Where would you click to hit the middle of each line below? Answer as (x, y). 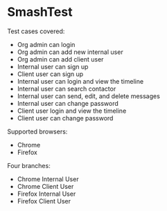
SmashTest (40, 12)
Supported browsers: (37, 131)
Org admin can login (46, 44)
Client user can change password (65, 118)
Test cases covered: (36, 31)
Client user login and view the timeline (72, 111)
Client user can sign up (50, 74)
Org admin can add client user (60, 59)
